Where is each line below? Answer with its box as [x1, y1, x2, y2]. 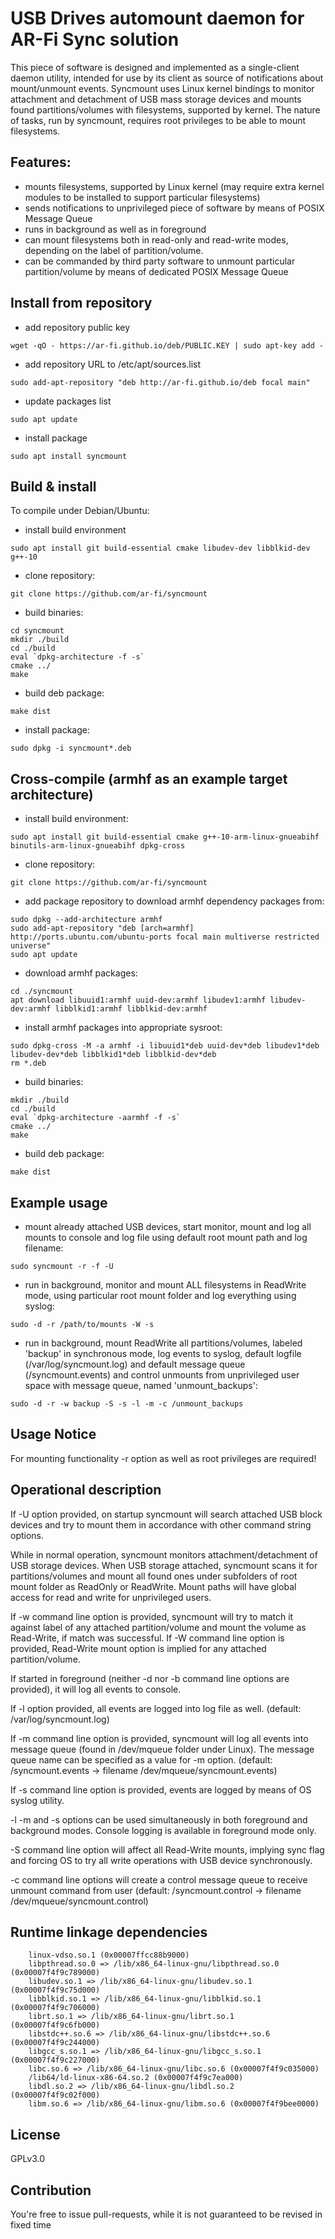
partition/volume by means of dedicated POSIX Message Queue [24, 265, 289, 277]
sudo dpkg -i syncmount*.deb [10, 743, 132, 754]
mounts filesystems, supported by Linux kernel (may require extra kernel [24, 180, 325, 192]
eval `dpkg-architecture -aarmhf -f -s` [10, 1113, 182, 1123]
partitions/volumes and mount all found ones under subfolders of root [10, 1570, 298, 1582]
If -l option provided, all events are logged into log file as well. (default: [10, 1702, 302, 1714]
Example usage [10, 1194, 108, 1211]
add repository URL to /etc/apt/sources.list [24, 358, 202, 370]
